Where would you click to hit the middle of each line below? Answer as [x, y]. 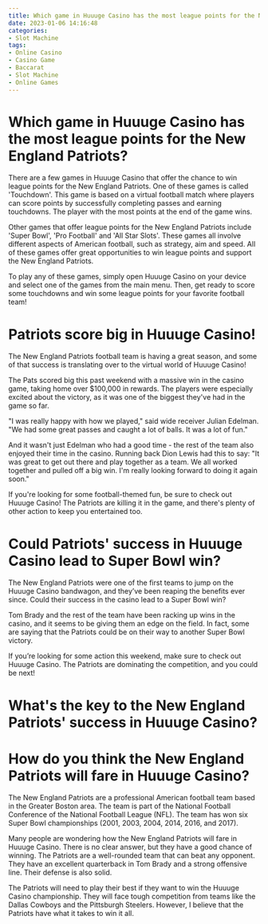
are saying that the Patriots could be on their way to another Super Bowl [126, 632]
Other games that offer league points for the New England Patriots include [130, 227]
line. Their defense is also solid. [60, 873]
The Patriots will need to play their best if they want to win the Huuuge [124, 888]
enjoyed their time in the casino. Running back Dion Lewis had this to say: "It [134, 454]
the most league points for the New [127, 138]
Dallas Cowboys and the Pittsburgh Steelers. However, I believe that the [126, 905]
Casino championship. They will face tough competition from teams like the [132, 896]
